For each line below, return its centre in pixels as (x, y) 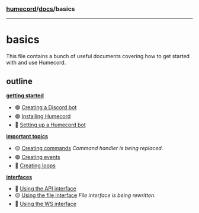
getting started (25, 96)
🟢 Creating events (37, 157)
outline (19, 81)
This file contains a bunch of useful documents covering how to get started (98, 56)
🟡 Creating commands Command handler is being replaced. (89, 148)
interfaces (19, 177)
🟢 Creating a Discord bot (46, 107)
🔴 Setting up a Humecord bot (50, 125)
